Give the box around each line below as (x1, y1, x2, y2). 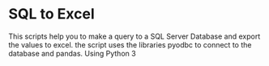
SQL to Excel (8, 5, 95, 23)
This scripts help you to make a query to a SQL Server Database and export (8, 31, 261, 41)
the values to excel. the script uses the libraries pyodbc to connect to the (8, 39, 252, 49)
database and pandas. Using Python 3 (8, 48, 136, 58)
